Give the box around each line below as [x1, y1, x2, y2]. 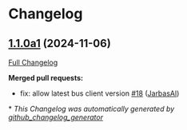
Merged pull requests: [8, 73, 84, 82]
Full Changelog [8, 57, 58, 67]
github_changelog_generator [8, 112, 104, 122]
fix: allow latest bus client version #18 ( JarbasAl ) [19, 89, 180, 98]
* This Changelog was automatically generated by [8, 104, 175, 113]
